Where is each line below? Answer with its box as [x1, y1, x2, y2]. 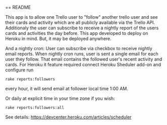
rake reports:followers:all [5, 105, 65, 110]
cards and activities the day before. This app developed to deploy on [5, 30, 148, 36]
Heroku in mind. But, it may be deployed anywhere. [5, 35, 112, 41]
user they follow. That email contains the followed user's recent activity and [5, 56, 162, 62]
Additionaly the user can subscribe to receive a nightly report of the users [5, 25, 159, 31]
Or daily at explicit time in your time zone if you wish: [5, 96, 115, 101]
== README [5, 5, 31, 10]
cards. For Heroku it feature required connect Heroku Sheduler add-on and [5, 62, 161, 67]
